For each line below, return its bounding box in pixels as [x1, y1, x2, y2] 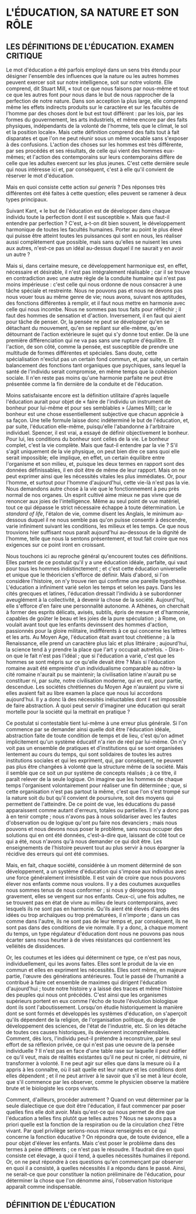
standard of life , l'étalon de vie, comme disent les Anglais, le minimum [6, 510, 175, 517]
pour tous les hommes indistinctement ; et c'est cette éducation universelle [6, 565, 187, 572]
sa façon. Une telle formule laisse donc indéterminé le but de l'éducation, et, [6, 417, 190, 424]
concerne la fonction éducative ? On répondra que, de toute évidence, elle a [6, 1134, 190, 1140]
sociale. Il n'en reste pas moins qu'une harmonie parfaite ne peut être [6, 374, 173, 381]
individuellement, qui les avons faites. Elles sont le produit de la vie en [6, 960, 174, 967]
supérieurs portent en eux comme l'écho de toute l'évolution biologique [6, 998, 178, 1004]
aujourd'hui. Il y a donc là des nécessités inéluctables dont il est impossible [6, 696, 187, 703]
